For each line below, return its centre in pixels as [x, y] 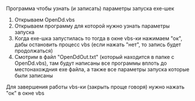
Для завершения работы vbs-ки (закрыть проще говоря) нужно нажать [95, 87]
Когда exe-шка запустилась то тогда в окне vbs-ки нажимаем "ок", [98, 38]
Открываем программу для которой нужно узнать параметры [92, 26]
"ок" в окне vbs [25, 93]
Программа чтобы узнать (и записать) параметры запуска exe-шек [90, 8]
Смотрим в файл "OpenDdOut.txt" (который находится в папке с [94, 57]
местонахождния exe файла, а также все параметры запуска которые [102, 69]
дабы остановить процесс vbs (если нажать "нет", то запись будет [98, 44]
